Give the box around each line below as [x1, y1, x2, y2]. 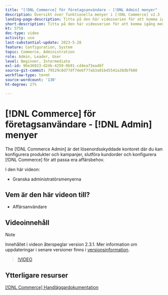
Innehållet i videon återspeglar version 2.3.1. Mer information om [5, 241, 137, 247]
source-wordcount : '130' [5, 77, 57, 82]
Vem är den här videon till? [5, 190, 90, 199]
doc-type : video [5, 31, 39, 36]
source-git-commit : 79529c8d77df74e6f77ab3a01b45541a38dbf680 [5, 68, 137, 73]
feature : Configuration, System [5, 45, 72, 50]
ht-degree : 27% [5, 82, 37, 87]
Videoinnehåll [5, 218, 49, 227]
